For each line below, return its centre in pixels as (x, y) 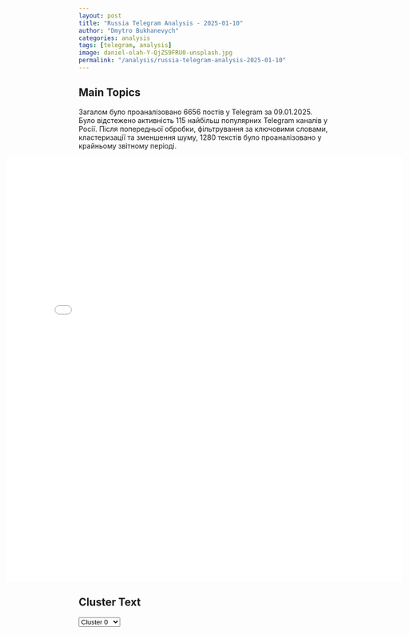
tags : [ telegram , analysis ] (125, 46)
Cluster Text (110, 603)
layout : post (100, 16)
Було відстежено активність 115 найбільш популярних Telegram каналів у (203, 120)
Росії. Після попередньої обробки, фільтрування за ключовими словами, (203, 129)
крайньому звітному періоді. (127, 145)
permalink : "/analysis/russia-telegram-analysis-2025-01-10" (183, 61)
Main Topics (109, 93)
